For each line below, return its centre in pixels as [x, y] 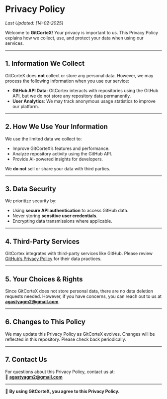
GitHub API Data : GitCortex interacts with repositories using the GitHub [85, 90]
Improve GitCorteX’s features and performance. [61, 148]
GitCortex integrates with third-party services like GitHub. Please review [79, 254]
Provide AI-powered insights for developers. [58, 159]
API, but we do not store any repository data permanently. [72, 96]
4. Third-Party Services [42, 241]
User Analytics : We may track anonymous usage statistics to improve [84, 101]
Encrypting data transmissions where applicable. [62, 221]
